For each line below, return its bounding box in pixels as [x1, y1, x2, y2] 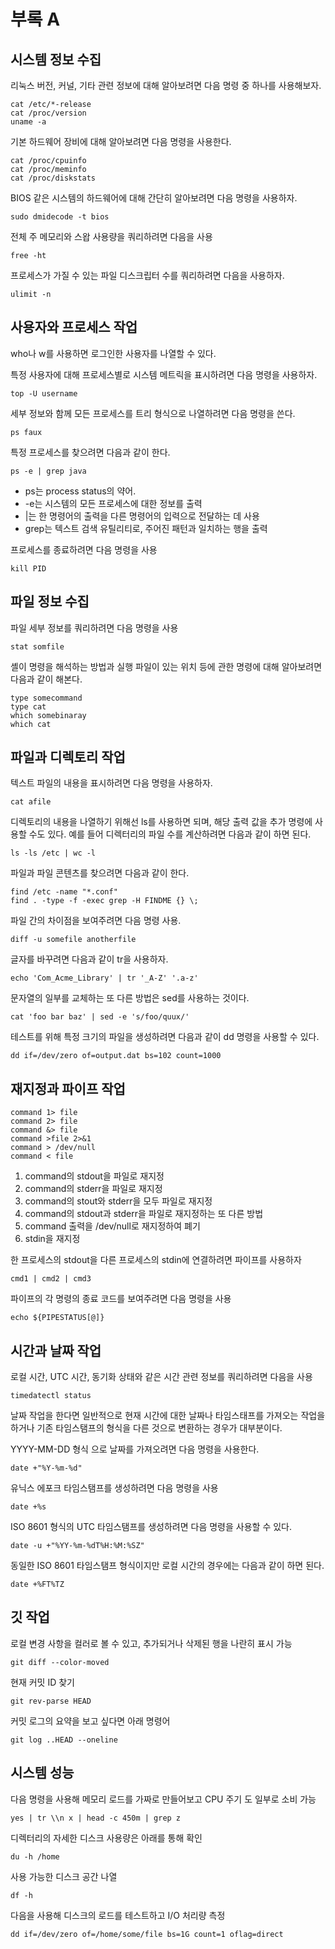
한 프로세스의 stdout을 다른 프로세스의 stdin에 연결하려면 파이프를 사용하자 [10, 1254, 302, 1266]
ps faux [10, 427, 43, 437]
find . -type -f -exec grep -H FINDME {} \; [10, 896, 199, 906]
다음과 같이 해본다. [10, 673, 83, 685]
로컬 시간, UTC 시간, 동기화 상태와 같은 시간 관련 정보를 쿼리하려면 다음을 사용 [10, 1371, 313, 1383]
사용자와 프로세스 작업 [10, 319, 138, 336]
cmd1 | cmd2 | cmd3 [10, 1274, 92, 1284]
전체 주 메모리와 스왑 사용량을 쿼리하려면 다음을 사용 [10, 231, 213, 242]
